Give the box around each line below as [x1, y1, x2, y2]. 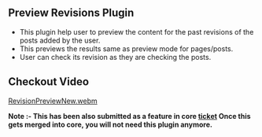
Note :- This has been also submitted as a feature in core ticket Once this [8, 111, 251, 120]
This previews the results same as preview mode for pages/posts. [19, 43, 234, 54]
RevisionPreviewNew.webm [8, 96, 98, 106]
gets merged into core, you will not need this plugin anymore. [8, 120, 212, 129]
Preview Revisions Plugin [8, 6, 135, 20]
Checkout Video [8, 75, 89, 89]
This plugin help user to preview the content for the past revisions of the [19, 27, 254, 36]
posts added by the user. [19, 35, 101, 45]
